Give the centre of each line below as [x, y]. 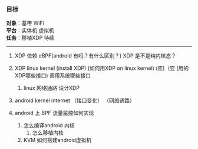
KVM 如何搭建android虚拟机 [57, 140]
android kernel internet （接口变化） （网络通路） [75, 100]
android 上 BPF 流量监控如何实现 [54, 113]
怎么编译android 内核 [49, 126]
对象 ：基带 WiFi [25, 23]
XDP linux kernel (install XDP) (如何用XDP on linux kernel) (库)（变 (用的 [102, 68]
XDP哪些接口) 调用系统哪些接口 [53, 76]
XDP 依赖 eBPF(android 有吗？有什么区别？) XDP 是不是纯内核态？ [95, 56]
